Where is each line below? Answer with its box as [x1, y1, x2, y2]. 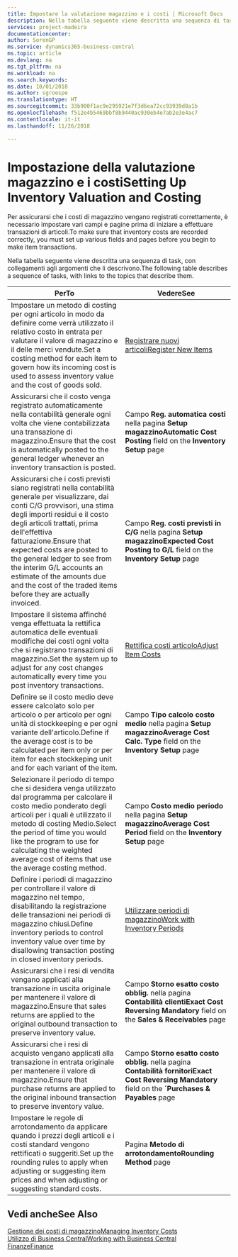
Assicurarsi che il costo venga [11, 391, 111, 401]
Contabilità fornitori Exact [125, 1066, 212, 1076]
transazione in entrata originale [11, 1057, 115, 1067]
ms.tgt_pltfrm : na [7, 63, 62, 70]
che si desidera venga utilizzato [11, 783, 116, 793]
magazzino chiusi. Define [11, 919, 93, 929]
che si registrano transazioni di [11, 645, 113, 655]
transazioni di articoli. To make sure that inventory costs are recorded [7, 228, 208, 236]
